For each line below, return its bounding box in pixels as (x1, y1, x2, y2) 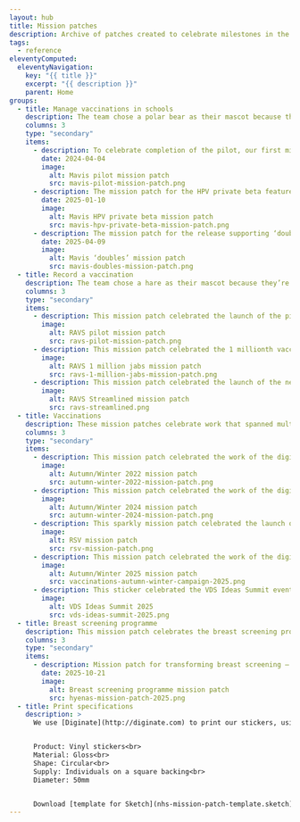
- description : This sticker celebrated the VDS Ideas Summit (32, 585, 270, 594)
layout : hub (9, 12, 54, 22)
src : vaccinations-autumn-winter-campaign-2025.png (48, 577, 246, 586)
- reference (17, 46, 62, 55)
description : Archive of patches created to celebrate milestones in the (9, 29, 290, 38)
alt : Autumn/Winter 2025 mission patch (48, 569, 198, 578)
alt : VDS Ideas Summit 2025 (48, 602, 154, 611)
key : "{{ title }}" (25, 71, 98, 80)
